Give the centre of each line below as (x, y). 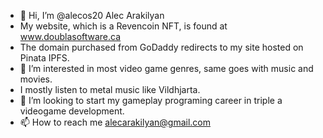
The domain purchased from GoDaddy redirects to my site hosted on (161, 47)
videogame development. (72, 111)
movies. (36, 79)
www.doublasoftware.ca (70, 36)
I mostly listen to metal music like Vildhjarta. (110, 89)
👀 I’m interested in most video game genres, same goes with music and (166, 68)
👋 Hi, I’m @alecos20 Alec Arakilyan (92, 15)
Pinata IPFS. (44, 58)
